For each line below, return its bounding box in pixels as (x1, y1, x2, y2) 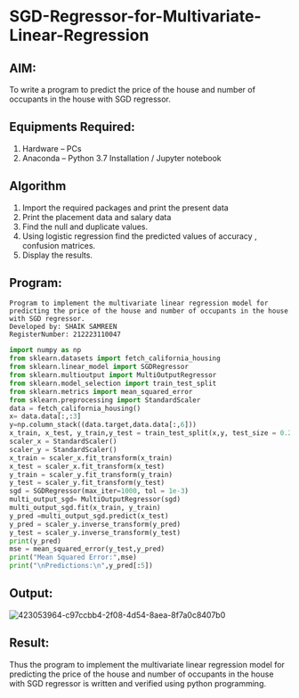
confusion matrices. (21, 240, 96, 250)
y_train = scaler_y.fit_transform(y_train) (9, 470, 174, 479)
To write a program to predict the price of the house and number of (9, 85, 256, 94)
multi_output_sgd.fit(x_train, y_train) (9, 504, 162, 513)
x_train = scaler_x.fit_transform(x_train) (9, 453, 174, 463)
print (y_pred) (9, 537, 62, 546)
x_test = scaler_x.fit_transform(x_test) (9, 462, 166, 471)
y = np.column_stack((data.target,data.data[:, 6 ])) (9, 421, 198, 430)
